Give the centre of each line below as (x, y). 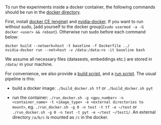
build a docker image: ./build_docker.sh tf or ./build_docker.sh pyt (82, 88)
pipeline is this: (20, 79)
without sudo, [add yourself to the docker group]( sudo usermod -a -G (74, 27)
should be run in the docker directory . (43, 12)
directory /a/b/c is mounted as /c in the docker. (60, 117)
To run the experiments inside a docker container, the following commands (80, 7)
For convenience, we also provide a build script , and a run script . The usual (81, 74)
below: (12, 37)
